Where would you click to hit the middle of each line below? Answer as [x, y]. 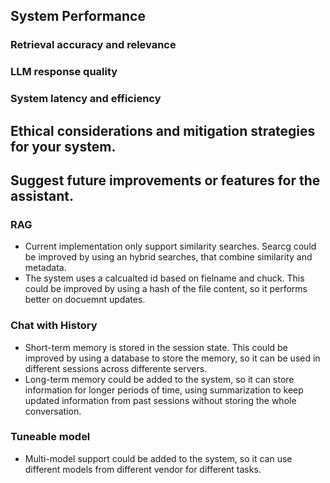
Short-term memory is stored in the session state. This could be [156, 347]
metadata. [45, 268]
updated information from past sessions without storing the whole [160, 400]
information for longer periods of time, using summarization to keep [164, 390]
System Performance [78, 16]
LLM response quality [64, 72]
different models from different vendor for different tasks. [143, 469]
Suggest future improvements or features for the [165, 180]
